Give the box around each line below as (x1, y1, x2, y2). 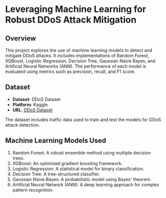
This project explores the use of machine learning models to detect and (5, 47, 152, 53)
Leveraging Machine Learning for (5, 3, 146, 15)
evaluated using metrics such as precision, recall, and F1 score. (5, 68, 136, 74)
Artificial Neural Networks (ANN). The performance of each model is (5, 63, 146, 69)
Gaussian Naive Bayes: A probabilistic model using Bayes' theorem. (12, 176, 151, 182)
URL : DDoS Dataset (12, 106, 53, 113)
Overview (5, 34, 36, 42)
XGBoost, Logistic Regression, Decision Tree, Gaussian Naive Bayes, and (5, 58, 156, 63)
